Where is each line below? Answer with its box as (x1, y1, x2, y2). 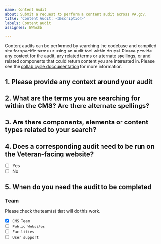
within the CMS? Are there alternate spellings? (5, 102, 150, 110)
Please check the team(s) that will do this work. (5, 208, 101, 214)
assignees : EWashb (5, 25, 42, 30)
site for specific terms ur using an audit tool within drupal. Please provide (5, 48, 152, 54)
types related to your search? (5, 126, 97, 134)
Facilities (12, 229, 35, 235)
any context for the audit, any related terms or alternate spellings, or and (5, 53, 151, 59)
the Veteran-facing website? (5, 150, 94, 158)
